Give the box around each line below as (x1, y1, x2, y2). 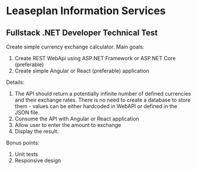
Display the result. (14, 128, 59, 135)
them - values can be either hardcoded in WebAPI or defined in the (14, 103, 178, 110)
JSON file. (14, 109, 40, 116)
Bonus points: (6, 139, 40, 146)
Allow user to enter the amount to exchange (14, 122, 122, 128)
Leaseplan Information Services (6, 4, 166, 18)
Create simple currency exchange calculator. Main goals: (6, 43, 145, 50)
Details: (6, 79, 25, 86)
